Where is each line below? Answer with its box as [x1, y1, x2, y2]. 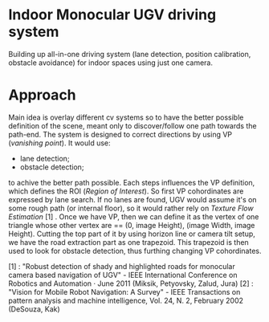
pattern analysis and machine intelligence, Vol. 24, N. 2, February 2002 [8, 296, 243, 305]
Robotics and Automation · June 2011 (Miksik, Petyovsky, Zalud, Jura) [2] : [8, 279, 254, 288]
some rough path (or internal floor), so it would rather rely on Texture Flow [8, 203, 255, 213]
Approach [8, 86, 76, 104]
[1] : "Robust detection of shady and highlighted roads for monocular [8, 261, 235, 271]
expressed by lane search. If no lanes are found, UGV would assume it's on [8, 194, 257, 204]
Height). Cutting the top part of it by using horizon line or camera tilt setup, [8, 229, 255, 238]
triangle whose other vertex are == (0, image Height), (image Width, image [8, 220, 255, 230]
